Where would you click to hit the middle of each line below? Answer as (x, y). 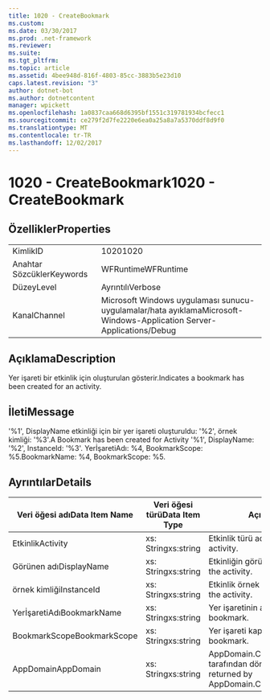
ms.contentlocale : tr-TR (50, 135)
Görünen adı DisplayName (61, 566)
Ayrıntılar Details (50, 482)
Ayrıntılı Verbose (131, 287)
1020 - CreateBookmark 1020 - (112, 182)
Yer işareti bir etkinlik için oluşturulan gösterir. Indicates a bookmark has (127, 378)
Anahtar (27, 264)
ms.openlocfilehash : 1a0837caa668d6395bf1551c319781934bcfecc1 (117, 113)
